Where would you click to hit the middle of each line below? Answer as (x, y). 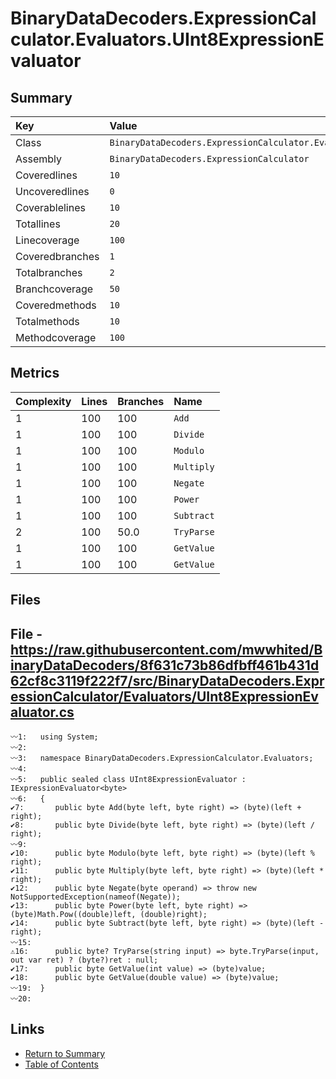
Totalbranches (49, 272)
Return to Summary (65, 1053)
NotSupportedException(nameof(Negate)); (96, 897)
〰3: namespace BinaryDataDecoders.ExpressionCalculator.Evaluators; (162, 758)
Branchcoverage (54, 289)
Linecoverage (47, 240)
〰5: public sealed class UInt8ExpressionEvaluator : (128, 780)
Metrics (35, 373)
